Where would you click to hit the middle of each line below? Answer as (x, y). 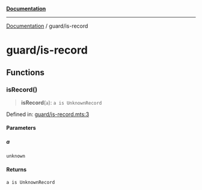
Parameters (21, 128)
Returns (17, 170)
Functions (26, 72)
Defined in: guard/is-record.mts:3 (48, 114)
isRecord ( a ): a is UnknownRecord (61, 102)
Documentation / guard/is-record (47, 26)
